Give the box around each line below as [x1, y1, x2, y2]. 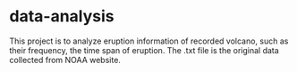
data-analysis [9, 6, 115, 27]
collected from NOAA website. [9, 54, 121, 65]
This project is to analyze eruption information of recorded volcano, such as [9, 36, 289, 46]
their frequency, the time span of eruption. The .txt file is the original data [9, 44, 279, 55]
